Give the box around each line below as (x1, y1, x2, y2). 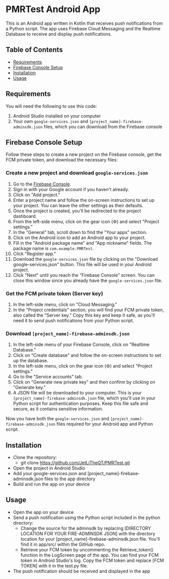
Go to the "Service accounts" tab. (13, 374, 83, 380)
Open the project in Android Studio (13, 465, 86, 471)
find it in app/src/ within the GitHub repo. (20, 541, 105, 547)
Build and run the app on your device (13, 481, 90, 487)
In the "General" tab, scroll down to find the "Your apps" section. (13, 229, 147, 235)
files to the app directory (44, 476, 96, 482)
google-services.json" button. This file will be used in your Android (13, 261, 152, 267)
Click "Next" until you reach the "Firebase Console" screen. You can (13, 272, 155, 278)
